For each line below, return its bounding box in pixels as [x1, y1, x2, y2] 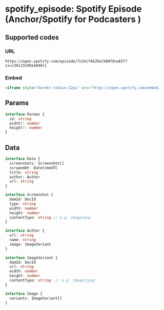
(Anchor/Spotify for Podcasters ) [5, 14, 142, 25]
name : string [9, 237, 36, 242]
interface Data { [5, 156, 41, 161]
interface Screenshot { [5, 193, 54, 197]
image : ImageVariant [9, 242, 51, 247]
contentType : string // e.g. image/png [9, 215, 91, 220]
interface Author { [5, 228, 45, 233]
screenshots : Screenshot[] [9, 161, 64, 166]
